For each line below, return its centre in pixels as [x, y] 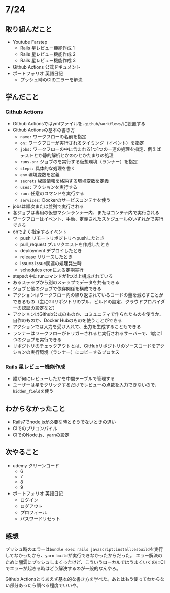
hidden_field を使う [33, 391]
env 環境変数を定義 [40, 174]
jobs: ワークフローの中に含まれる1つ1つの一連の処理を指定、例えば [91, 149]
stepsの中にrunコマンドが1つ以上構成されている [63, 276]
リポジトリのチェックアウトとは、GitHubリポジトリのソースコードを [84, 346]
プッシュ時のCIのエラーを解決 [51, 79]
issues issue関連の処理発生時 [51, 263]
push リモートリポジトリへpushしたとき [62, 238]
